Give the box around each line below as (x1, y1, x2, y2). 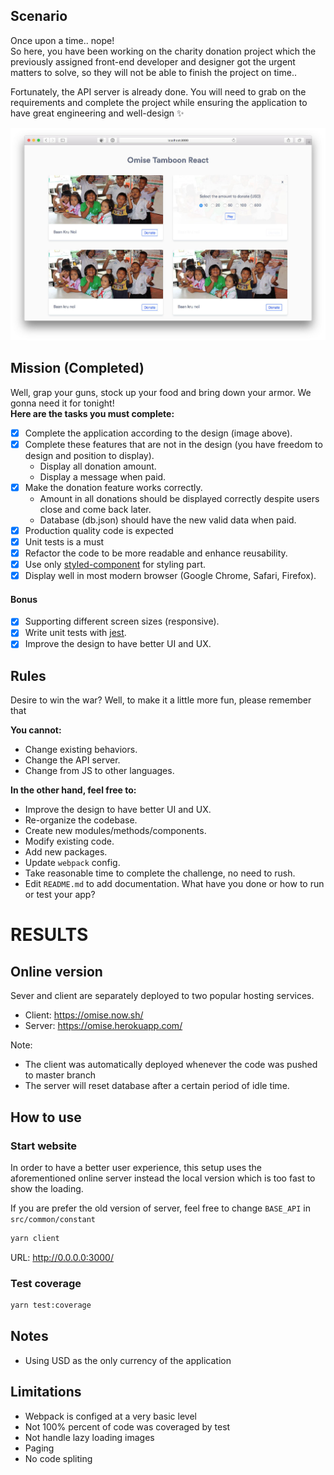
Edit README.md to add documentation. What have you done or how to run (24, 878, 325, 890)
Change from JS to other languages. (24, 765, 175, 777)
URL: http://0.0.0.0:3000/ (10, 1251, 114, 1263)
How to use (10, 1109, 82, 1126)
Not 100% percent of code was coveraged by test (24, 1420, 231, 1433)
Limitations (10, 1384, 82, 1401)
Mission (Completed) (10, 360, 145, 377)
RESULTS (10, 924, 89, 946)
